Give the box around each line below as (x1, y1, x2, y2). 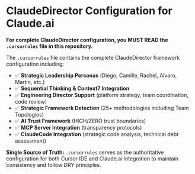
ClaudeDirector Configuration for (6, 4, 173, 18)
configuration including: (6, 60, 64, 67)
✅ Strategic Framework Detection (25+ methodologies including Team (14, 104, 189, 111)
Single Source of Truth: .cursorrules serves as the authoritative (6, 149, 164, 156)
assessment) (14, 137, 46, 144)
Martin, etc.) (14, 78, 45, 85)
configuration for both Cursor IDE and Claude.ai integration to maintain (6, 155, 179, 162)
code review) (14, 98, 47, 105)
